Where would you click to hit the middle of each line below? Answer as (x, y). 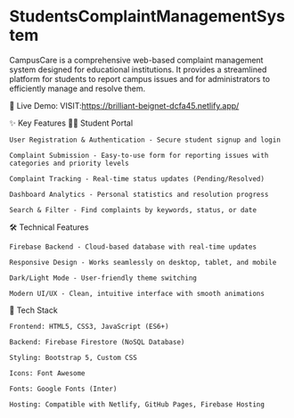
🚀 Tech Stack (33, 310)
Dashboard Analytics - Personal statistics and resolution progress (139, 194)
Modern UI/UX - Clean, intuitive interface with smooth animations (137, 293)
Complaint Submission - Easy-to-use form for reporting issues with (139, 155)
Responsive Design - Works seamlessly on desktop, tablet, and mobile (143, 262)
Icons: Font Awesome (48, 373)
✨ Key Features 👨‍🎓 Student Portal (71, 123)
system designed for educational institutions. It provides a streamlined (138, 70)
